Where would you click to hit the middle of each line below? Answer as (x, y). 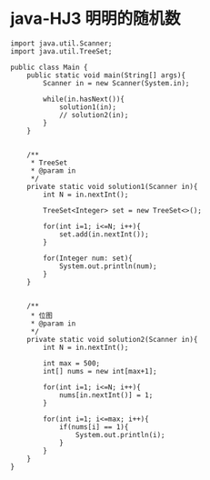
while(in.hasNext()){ (84, 99)
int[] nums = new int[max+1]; (100, 371)
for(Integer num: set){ (88, 258)
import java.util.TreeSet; (61, 51)
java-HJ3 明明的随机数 (95, 19)
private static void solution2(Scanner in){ (112, 339)
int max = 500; (72, 363)
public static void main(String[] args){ (106, 75)
